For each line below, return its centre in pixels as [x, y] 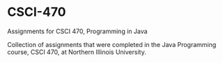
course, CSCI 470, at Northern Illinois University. [77, 52]
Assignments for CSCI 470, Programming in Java [77, 31]
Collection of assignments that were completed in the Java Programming [112, 44]
